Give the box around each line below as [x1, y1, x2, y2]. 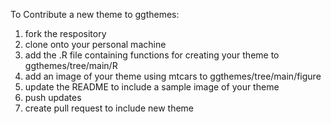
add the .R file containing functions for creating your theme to [24, 49, 280, 61]
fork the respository [24, 28, 107, 39]
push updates [24, 92, 82, 103]
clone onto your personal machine [24, 39, 167, 50]
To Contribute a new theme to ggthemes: [10, 9, 180, 20]
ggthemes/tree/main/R [24, 60, 118, 71]
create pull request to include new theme [24, 102, 195, 114]
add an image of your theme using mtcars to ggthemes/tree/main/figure [24, 70, 322, 82]
